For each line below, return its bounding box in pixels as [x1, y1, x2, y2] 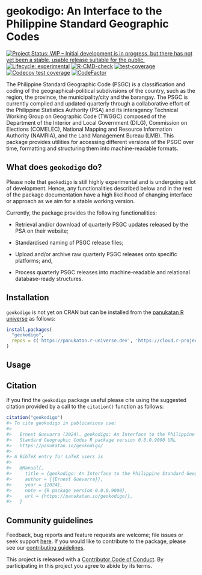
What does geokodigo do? [6, 162, 102, 172]
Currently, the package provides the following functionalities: [6, 209, 158, 216]
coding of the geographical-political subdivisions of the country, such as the [6, 87, 195, 94]
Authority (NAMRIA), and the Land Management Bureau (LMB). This [6, 131, 174, 139]
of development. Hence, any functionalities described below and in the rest [6, 184, 192, 192]
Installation [6, 292, 49, 303]
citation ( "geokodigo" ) [6, 415, 63, 421]
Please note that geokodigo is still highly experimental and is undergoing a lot [6, 178, 196, 185]
